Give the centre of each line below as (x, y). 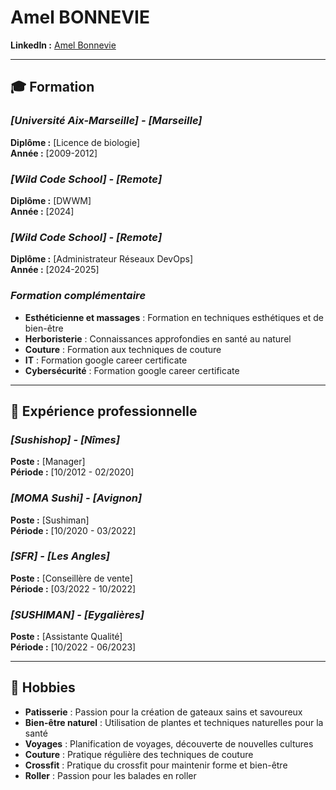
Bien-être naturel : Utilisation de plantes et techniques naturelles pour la (174, 722)
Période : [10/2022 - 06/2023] (73, 647)
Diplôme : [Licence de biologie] (75, 142)
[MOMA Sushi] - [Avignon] (76, 498)
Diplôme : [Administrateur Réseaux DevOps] (102, 259)
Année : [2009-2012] (54, 153)
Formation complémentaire (78, 296)
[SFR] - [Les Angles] (60, 556)
